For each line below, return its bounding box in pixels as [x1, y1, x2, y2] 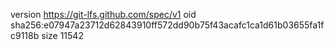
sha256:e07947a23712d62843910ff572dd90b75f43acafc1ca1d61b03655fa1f [10, 19, 325, 31]
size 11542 [41, 30, 84, 41]
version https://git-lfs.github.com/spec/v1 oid [10, 9, 197, 20]
